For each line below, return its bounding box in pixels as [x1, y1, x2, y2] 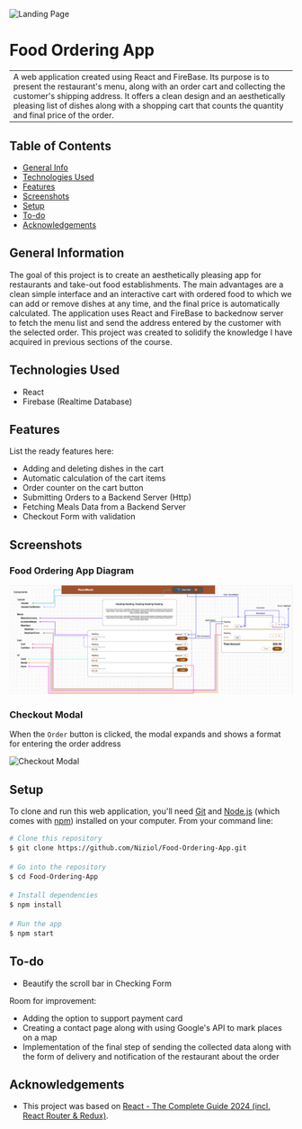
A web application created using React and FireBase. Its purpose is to [13, 71, 270, 82]
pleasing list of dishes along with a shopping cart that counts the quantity [13, 100, 284, 111]
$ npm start [9, 928, 54, 938]
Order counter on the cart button [22, 483, 144, 493]
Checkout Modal [9, 708, 84, 720]
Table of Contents [9, 138, 112, 153]
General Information [9, 246, 125, 261]
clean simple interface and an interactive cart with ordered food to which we [9, 288, 292, 299]
